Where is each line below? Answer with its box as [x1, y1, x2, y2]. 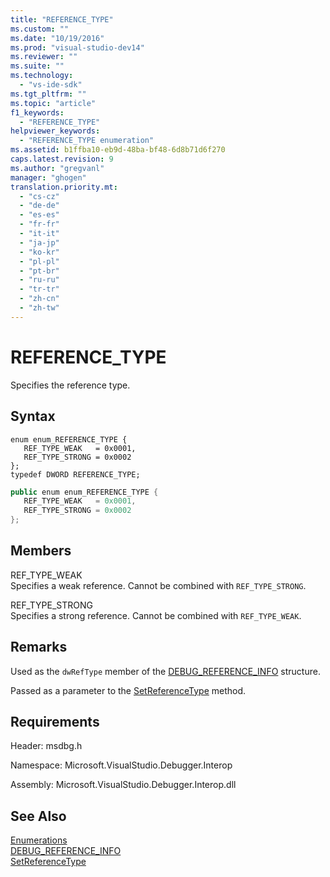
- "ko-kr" [19, 247, 60, 257]
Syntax [10, 408, 56, 425]
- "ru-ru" [19, 275, 60, 285]
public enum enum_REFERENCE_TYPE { [10, 487, 159, 497]
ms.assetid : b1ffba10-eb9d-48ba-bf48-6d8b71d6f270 [10, 145, 226, 155]
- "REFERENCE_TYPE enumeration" [19, 136, 155, 146]
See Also [10, 807, 67, 825]
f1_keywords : [10, 107, 65, 118]
